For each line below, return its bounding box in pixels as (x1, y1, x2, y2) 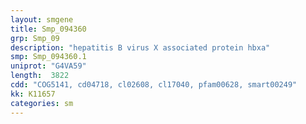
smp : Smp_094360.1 (10, 52, 87, 62)
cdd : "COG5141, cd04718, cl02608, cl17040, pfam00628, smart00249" (10, 80, 298, 90)
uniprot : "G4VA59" (10, 61, 87, 71)
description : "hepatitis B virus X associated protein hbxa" (10, 42, 271, 53)
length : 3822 (10, 71, 70, 81)
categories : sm (10, 98, 74, 108)
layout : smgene (10, 14, 74, 25)
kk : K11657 (10, 89, 56, 99)
